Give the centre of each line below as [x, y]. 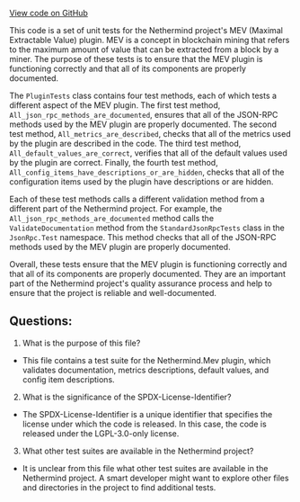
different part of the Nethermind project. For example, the [116, 209]
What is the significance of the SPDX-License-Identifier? [127, 397]
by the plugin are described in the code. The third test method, [125, 143]
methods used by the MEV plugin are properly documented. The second [143, 124]
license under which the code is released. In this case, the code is [144, 424]
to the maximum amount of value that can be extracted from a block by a [144, 49]
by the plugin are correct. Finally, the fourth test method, [114, 162]
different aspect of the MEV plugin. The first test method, [115, 105]
